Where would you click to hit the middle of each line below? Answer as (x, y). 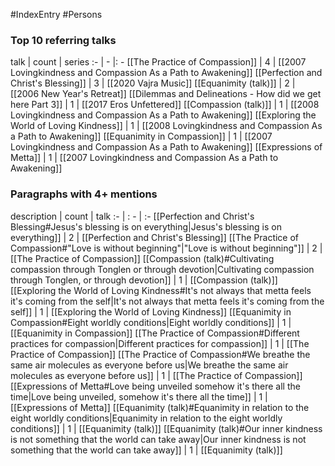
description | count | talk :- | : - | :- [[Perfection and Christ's (132, 216)
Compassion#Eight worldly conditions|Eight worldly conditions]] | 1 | (151, 322)
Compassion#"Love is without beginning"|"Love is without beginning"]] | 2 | (166, 248)
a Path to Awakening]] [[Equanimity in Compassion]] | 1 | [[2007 (141, 136)
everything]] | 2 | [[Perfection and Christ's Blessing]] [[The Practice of (155, 237)
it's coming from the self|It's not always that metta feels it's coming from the (167, 301)
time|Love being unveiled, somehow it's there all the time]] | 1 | (139, 396)
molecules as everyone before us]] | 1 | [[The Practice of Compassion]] (156, 375)
